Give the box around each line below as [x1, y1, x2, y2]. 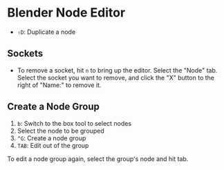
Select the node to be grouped [17, 126, 105, 135]
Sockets [7, 48, 44, 59]
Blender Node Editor [7, 5, 126, 21]
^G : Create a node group [17, 133, 86, 142]
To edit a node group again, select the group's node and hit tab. [7, 154, 189, 163]
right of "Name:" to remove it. [17, 81, 102, 89]
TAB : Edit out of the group [17, 141, 89, 149]
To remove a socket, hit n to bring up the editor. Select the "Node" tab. [17, 66, 218, 74]
